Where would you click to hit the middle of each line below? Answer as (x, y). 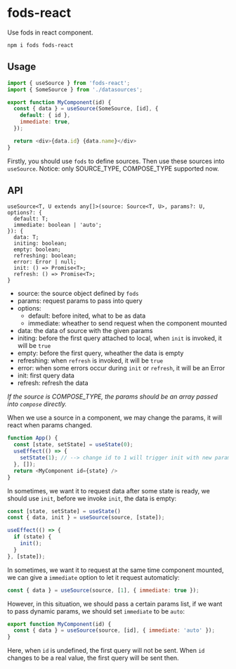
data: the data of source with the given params (85, 331)
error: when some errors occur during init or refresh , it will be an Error (121, 368)
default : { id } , (45, 115)
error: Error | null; (45, 262)
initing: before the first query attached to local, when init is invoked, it (120, 338)
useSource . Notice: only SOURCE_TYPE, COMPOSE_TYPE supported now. (113, 168)
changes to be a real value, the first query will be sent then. (93, 658)
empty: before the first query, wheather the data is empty (100, 353)
